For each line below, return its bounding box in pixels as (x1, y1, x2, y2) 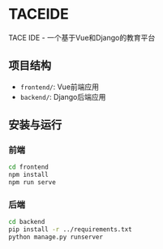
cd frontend (8, 163, 49, 171)
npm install (8, 171, 49, 179)
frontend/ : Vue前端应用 (19, 82, 100, 92)
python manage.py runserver (8, 233, 104, 242)
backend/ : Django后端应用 (19, 92, 106, 101)
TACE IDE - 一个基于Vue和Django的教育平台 (8, 32, 156, 42)
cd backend (8, 218, 45, 226)
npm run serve (8, 178, 57, 187)
